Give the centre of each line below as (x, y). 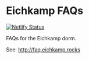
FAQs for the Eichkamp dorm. (41, 38)
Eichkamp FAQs (44, 11)
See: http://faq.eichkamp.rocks (43, 49)
